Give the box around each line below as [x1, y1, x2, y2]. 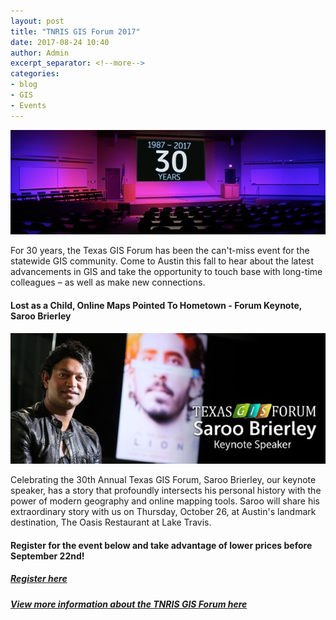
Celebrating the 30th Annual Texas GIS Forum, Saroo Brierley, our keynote [10, 474, 317, 486]
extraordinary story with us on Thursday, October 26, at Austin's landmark [10, 506, 317, 518]
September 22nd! [10, 550, 85, 562]
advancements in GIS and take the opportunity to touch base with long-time [10, 266, 323, 278]
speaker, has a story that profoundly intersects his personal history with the [10, 485, 322, 497]
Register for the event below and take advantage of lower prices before [10, 539, 313, 551]
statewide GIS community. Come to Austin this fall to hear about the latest [10, 255, 315, 267]
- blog [10, 80, 38, 90]
